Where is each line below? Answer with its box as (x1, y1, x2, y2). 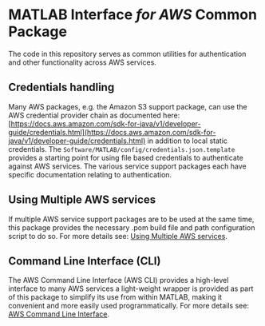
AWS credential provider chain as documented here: (8, 110, 180, 120)
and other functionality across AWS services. (8, 58, 157, 67)
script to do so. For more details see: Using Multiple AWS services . (8, 231, 227, 241)
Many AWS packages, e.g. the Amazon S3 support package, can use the (8, 101, 247, 111)
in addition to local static (147, 136, 228, 145)
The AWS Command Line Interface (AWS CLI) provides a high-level (8, 276, 229, 285)
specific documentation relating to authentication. (8, 169, 172, 179)
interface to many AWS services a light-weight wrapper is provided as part (8, 284, 254, 293)
